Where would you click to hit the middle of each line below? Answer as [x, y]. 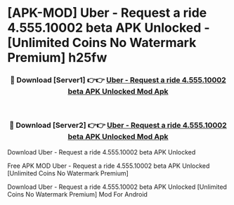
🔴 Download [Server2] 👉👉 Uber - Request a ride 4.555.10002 [118, 126]
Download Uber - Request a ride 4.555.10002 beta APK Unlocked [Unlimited [117, 187]
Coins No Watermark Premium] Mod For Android [77, 194]
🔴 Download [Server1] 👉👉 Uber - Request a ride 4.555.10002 [118, 80]
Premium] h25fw [57, 58]
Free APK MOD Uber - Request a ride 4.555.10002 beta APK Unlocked [109, 166]
